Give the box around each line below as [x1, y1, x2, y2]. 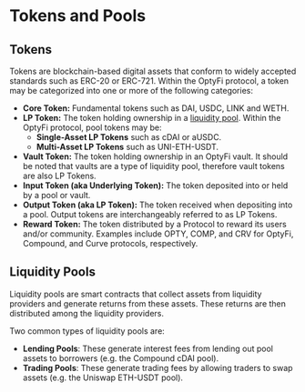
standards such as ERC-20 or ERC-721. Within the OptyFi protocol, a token [9, 75, 290, 86]
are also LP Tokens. [22, 170, 97, 181]
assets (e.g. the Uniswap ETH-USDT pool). [22, 372, 184, 383]
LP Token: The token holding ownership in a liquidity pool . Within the [22, 113, 281, 123]
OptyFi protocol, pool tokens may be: [22, 122, 162, 133]
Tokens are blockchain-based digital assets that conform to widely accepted [9, 65, 297, 76]
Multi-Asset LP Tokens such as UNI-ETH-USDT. [36, 142, 219, 152]
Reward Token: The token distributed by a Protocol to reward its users [22, 219, 287, 229]
